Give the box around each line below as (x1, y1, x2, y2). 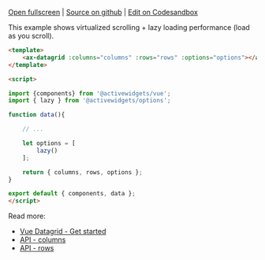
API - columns (19, 235, 66, 244)
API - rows (19, 243, 54, 253)
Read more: (8, 211, 46, 221)
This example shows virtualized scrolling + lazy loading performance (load (8, 23, 250, 32)
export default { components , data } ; (8, 190, 136, 198)
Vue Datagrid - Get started (19, 227, 106, 236)
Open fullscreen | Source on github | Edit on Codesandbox (8, 8, 199, 17)
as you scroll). (8, 32, 54, 40)
